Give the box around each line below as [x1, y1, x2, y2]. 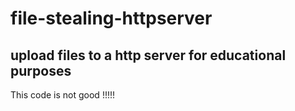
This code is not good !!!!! [10, 89, 116, 101]
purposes [10, 62, 72, 79]
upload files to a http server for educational [10, 47, 287, 64]
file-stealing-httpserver [10, 7, 213, 30]
